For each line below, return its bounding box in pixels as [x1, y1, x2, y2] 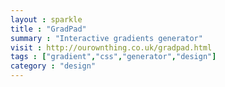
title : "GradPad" [10, 24, 87, 34]
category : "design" [10, 61, 97, 71]
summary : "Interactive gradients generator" [10, 33, 203, 43]
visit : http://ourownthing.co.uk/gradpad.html [10, 42, 213, 53]
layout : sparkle [10, 14, 83, 25]
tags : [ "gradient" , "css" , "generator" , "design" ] [10, 52, 217, 62]
